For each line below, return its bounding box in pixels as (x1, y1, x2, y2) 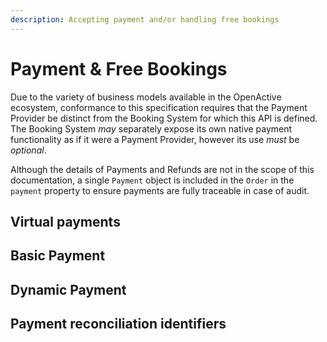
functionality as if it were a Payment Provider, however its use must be (10, 133, 300, 145)
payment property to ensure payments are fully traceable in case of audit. (10, 184, 310, 196)
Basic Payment (10, 247, 106, 265)
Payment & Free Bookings (10, 57, 228, 80)
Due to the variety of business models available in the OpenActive (10, 91, 282, 103)
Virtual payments (10, 213, 121, 230)
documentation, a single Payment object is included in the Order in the (10, 174, 295, 186)
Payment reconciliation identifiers (10, 316, 227, 333)
